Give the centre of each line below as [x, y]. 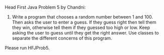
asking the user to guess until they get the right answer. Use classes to [85, 33]
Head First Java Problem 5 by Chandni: [45, 7]
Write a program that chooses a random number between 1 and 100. [83, 17]
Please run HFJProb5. [27, 48]
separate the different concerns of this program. [62, 38]
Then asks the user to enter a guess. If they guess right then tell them [84, 22]
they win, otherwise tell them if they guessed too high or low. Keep [81, 27]
